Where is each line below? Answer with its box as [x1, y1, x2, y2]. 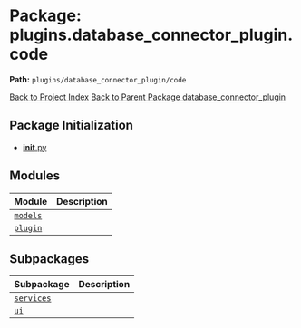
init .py [22, 141, 47, 152]
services [14, 294, 52, 304]
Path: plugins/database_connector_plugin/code [9, 73, 187, 84]
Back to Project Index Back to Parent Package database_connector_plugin [9, 92, 286, 102]
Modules [9, 169, 61, 184]
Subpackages [9, 251, 89, 266]
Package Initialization [9, 118, 134, 133]
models [14, 210, 43, 220]
